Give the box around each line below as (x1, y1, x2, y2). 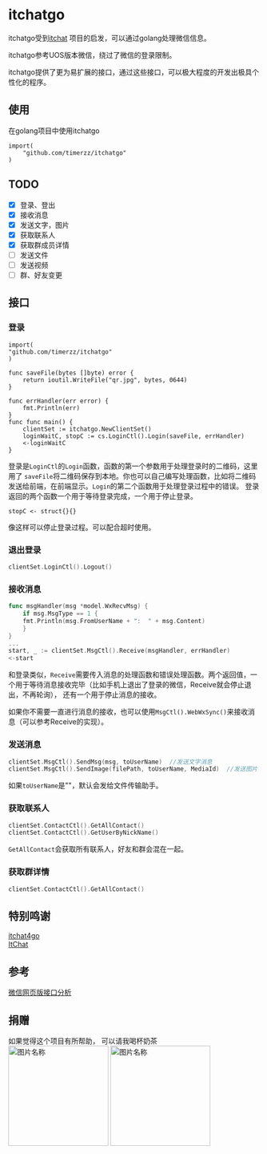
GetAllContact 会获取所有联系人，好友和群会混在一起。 (8, 844, 189, 854)
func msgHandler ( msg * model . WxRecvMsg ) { (8, 602, 149, 610)
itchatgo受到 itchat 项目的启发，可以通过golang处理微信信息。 (8, 33, 211, 43)
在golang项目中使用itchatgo (8, 126, 100, 136)
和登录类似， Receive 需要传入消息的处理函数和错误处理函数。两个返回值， (8, 670, 251, 679)
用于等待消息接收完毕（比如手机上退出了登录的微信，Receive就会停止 (14, 680, 245, 690)
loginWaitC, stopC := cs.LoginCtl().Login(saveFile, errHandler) (22, 431, 245, 440)
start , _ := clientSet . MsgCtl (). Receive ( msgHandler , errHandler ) (8, 647, 230, 655)
